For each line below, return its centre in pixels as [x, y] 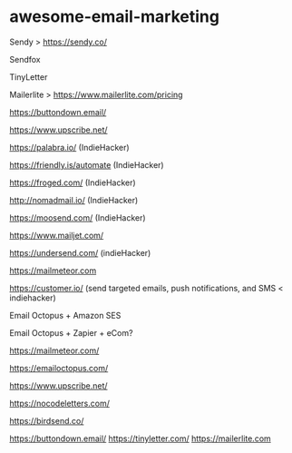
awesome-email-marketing [115, 17]
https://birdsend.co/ [47, 420]
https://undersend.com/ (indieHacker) [80, 252]
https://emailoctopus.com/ [59, 368]
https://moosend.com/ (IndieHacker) [78, 217]
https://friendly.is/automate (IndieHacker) [87, 164]
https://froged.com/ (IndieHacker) [73, 182]
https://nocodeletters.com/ [60, 403]
